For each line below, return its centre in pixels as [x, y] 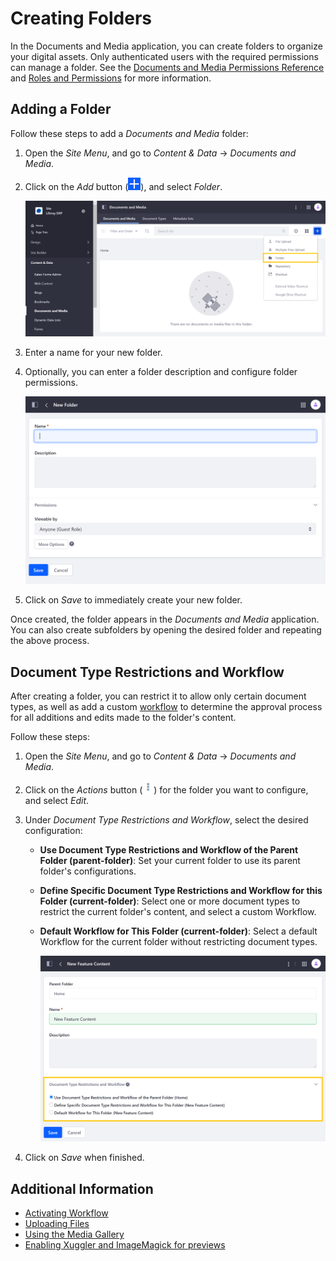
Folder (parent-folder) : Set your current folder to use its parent [170, 861]
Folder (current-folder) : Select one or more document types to [170, 901]
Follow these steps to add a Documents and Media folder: [129, 133]
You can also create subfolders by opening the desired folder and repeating [166, 630]
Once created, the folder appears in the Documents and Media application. [165, 619]
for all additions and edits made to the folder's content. [123, 718]
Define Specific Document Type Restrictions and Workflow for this [181, 891]
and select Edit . [57, 801]
